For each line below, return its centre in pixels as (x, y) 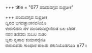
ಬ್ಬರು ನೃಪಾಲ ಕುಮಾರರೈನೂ (25, 40)
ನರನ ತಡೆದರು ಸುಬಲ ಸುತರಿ (26, 34)
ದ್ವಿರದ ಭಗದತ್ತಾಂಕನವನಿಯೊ (26, 23)
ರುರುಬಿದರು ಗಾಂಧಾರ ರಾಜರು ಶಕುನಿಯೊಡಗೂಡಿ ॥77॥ (46, 45)
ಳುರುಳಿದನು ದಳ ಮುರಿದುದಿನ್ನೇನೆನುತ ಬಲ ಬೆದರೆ (40, 28)
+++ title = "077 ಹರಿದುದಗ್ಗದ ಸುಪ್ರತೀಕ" (39, 7)
